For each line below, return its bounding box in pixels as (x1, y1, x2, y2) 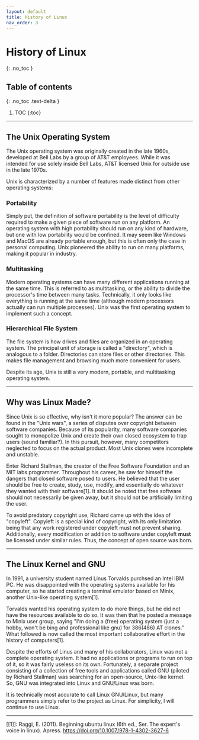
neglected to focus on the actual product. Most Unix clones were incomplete (6, 445, 193, 452)
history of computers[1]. (6, 637, 65, 644)
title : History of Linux (6, 14, 68, 20)
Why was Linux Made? (6, 397, 91, 407)
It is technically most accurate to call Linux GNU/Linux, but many (6, 691, 164, 699)
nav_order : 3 (6, 20, 38, 25)
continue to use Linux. (6, 704, 60, 711)
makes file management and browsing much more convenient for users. (6, 356, 182, 364)
